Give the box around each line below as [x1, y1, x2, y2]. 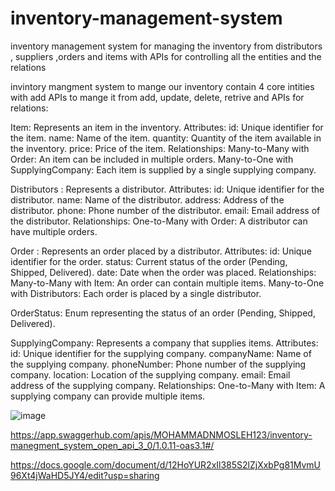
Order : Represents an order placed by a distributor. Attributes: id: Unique [10, 245, 312, 257]
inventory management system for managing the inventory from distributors [10, 40, 323, 52]
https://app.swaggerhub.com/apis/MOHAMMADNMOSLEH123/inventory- [10, 428, 313, 441]
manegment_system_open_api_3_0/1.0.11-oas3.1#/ [10, 439, 215, 451]
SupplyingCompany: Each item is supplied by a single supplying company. [10, 163, 317, 176]
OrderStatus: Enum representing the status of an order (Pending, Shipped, [10, 307, 316, 319]
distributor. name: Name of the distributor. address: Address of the [10, 193, 285, 206]
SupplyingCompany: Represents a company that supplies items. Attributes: [10, 337, 319, 349]
